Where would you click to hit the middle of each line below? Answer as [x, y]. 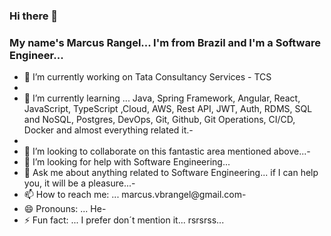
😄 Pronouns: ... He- [65, 209]
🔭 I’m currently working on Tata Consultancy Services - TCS [147, 77]
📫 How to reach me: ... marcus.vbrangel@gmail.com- [135, 195]
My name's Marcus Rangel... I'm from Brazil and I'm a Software [165, 42]
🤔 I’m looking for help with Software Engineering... [127, 162]
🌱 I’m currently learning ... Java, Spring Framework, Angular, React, [162, 98]
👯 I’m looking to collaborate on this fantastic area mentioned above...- [167, 151]
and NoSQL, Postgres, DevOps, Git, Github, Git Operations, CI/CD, [159, 120]
